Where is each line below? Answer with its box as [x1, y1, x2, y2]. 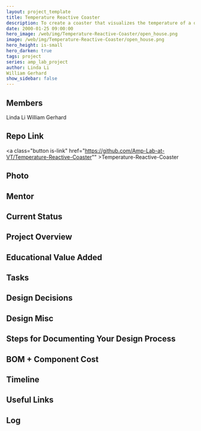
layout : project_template [6, 8, 71, 15]
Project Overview [6, 232, 72, 242]
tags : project [6, 53, 42, 59]
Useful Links [6, 395, 54, 405]
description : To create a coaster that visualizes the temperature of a [6, 20, 191, 26]
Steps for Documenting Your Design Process [6, 334, 176, 344]
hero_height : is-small [6, 43, 63, 49]
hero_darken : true [6, 48, 52, 54]
